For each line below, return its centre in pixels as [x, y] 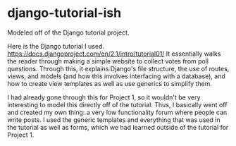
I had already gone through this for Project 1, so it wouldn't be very [104, 97]
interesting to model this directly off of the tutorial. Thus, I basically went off [117, 104]
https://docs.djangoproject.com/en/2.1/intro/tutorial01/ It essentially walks [114, 54]
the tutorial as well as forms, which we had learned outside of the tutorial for [118, 127]
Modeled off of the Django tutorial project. [68, 32]
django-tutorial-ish [64, 13]
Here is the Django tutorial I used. [56, 46]
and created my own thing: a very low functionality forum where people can [117, 112]
